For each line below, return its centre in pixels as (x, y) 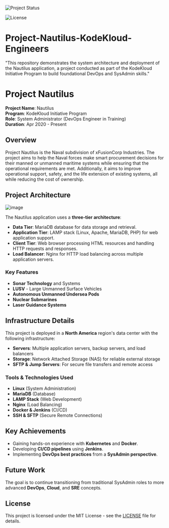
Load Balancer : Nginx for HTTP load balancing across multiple (78, 254)
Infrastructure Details (40, 321)
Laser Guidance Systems (39, 305)
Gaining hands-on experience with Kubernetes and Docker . (75, 443)
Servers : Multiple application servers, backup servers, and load (79, 348)
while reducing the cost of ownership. (45, 179)
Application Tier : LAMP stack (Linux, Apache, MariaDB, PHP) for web (85, 232)
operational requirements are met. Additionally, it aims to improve (73, 168)
